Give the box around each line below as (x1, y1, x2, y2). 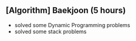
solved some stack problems (14, 28, 87, 35)
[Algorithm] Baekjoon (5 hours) (5, 5, 126, 16)
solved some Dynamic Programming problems (14, 21, 131, 28)
